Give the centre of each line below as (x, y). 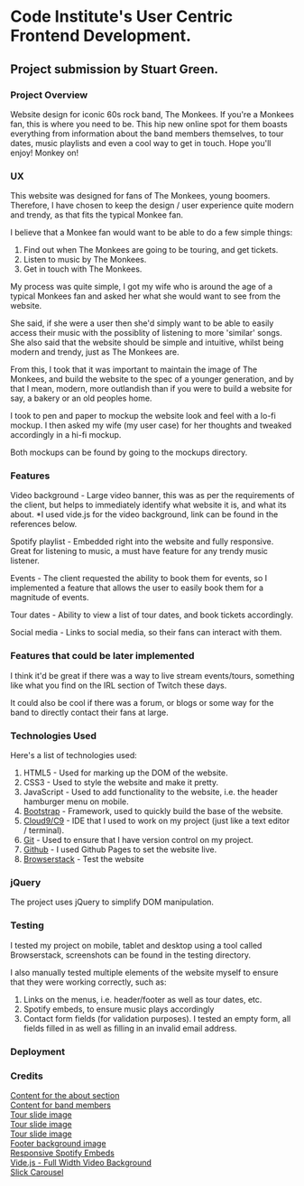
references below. (44, 524)
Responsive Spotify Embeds (63, 1153)
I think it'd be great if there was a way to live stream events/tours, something (152, 675)
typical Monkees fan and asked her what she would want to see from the (145, 296)
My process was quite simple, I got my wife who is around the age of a (142, 287)
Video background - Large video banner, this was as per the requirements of (152, 496)
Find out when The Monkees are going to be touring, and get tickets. (151, 250)
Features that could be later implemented (102, 656)
